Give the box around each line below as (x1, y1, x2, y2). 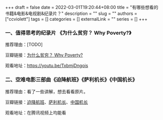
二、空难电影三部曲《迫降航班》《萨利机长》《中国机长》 (5, 76, 138, 83)
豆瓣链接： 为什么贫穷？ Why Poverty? (5, 52, 83, 58)
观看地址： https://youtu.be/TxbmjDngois (5, 62, 88, 68)
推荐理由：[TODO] (5, 42, 43, 48)
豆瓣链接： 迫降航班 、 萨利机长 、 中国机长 (5, 99, 88, 105)
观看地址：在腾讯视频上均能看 (5, 110, 66, 116)
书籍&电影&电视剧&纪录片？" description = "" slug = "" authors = (5, 10, 138, 16)
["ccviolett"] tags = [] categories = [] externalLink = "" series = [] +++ (5, 16, 148, 22)
